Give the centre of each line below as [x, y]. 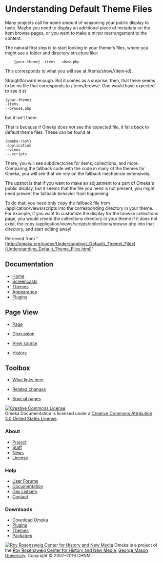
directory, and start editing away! [38, 229]
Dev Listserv [25, 491]
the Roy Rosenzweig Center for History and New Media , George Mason [77, 550]
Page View [21, 312]
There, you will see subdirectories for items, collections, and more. [72, 163]
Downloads [19, 509]
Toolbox [18, 368]
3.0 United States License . [31, 419]
